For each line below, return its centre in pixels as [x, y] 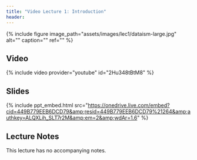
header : [16, 17]
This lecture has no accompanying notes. [56, 150]
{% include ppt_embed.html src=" [47, 105]
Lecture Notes [33, 136]
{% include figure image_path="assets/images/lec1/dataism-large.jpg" [91, 34]
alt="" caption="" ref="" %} [40, 40]
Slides [18, 91]
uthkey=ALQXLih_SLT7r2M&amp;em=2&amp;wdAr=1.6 [72, 118]
